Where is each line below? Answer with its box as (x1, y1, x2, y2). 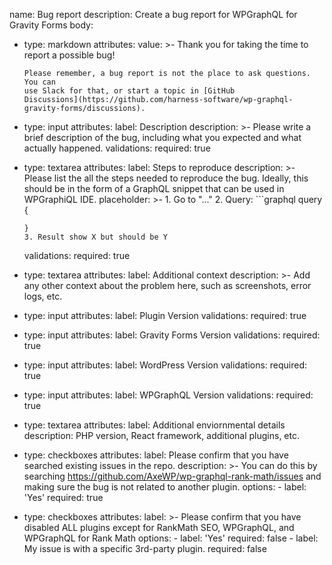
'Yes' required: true (23, 492, 104, 503)
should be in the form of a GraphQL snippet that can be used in (23, 183, 285, 194)
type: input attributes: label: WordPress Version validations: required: (23, 359, 308, 371)
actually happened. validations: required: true (23, 142, 211, 154)
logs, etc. (23, 290, 63, 302)
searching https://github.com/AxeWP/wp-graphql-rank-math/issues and (23, 470, 322, 482)
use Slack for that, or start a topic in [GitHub (23, 86, 236, 96)
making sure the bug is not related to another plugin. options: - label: (23, 481, 307, 493)
